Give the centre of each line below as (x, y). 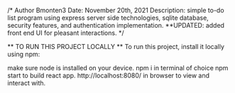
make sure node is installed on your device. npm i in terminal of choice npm (118, 68)
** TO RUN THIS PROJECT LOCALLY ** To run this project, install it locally (116, 46)
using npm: (24, 54)
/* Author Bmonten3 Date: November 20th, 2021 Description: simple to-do (116, 10)
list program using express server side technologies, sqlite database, (108, 18)
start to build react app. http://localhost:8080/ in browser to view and (109, 75)
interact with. (27, 83)
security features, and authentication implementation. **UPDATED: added (116, 25)
